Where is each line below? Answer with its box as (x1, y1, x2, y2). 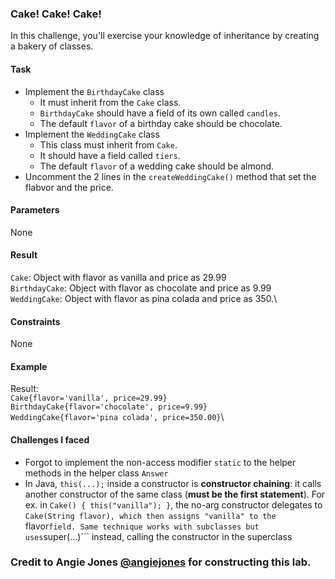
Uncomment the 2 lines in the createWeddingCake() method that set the (24, 170, 317, 182)
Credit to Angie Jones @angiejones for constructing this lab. (10, 555, 312, 569)
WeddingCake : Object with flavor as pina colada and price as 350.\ (10, 292, 278, 304)
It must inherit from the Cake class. (39, 96, 182, 108)
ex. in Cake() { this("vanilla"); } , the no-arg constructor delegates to (24, 498, 323, 511)
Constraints (10, 315, 61, 327)
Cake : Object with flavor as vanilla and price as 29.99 (10, 271, 227, 283)
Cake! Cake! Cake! (10, 7, 102, 21)
